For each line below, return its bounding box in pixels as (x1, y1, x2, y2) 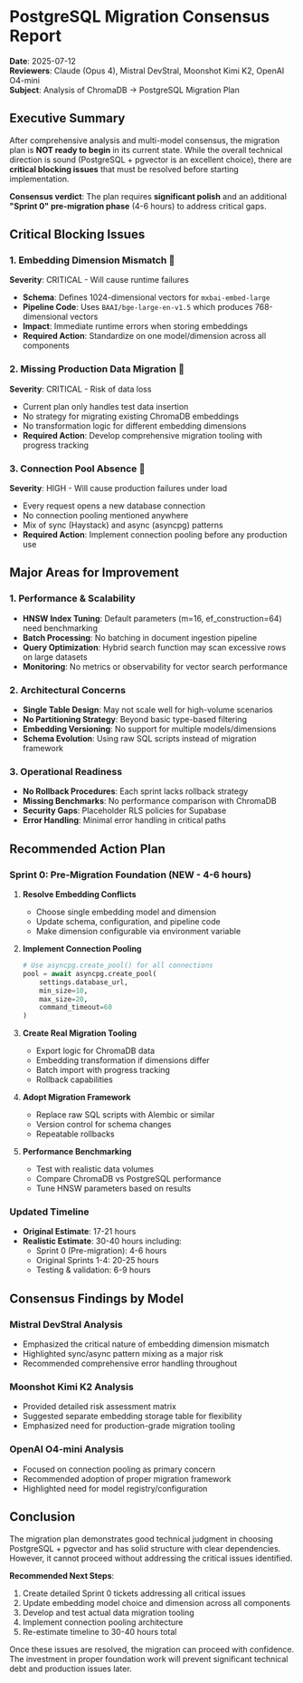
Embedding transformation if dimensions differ (35, 1055, 210, 1066)
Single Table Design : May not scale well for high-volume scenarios (22, 704, 273, 715)
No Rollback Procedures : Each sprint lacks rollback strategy (22, 786, 249, 797)
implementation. (9, 173, 70, 184)
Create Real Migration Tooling (22, 1028, 137, 1039)
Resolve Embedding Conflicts (22, 889, 137, 899)
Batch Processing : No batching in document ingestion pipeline (22, 632, 258, 643)
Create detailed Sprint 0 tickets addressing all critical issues (22, 1588, 246, 1599)
